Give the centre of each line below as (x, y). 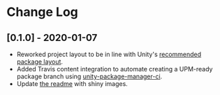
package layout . (40, 62)
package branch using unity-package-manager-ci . (89, 76)
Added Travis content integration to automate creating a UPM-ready (115, 69)
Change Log (42, 12)
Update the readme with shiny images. (72, 84)
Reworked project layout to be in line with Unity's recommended (109, 54)
